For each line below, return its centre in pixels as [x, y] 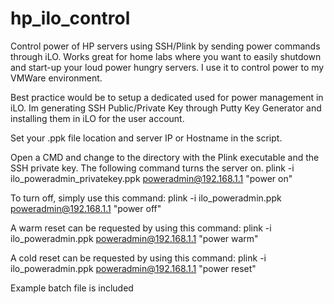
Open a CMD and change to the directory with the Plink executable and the [165, 157]
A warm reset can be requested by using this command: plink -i [141, 228]
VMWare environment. [56, 78]
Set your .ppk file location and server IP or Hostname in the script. [146, 138]
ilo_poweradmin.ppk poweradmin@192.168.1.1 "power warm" [134, 238]
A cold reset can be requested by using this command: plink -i [138, 258]
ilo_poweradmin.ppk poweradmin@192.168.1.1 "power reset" [133, 268]
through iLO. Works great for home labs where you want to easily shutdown [166, 56]
